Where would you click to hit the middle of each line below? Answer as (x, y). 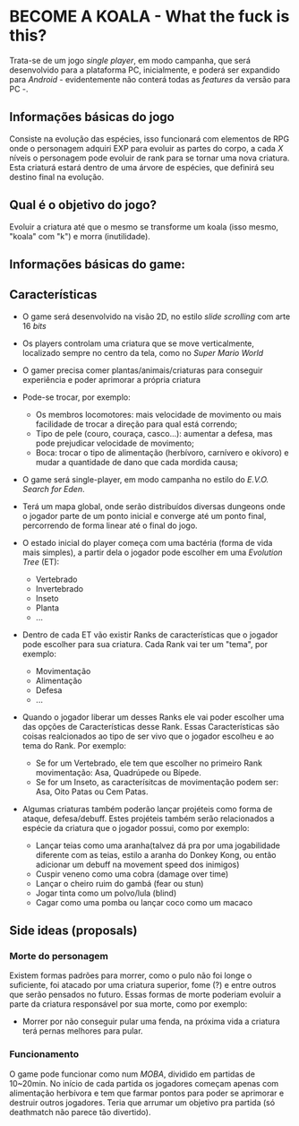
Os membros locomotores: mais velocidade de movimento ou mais (158, 414)
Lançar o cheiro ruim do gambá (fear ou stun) (120, 883)
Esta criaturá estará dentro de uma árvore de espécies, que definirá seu (142, 167)
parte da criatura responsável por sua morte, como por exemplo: (128, 1004)
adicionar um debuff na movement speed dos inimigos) (137, 864)
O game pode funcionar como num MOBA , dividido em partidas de (132, 1074)
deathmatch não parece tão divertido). (80, 1112)
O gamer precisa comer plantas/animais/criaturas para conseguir (142, 370)
